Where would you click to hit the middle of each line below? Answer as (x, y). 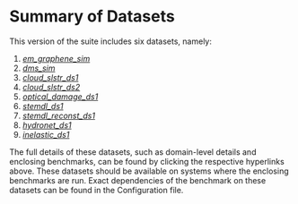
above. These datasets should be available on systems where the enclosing (149, 171)
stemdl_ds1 (43, 106)
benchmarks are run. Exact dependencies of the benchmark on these (138, 180)
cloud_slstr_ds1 (50, 77)
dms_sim (39, 68)
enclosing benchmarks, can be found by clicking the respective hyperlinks (147, 161)
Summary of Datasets (92, 17)
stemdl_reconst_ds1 (59, 115)
